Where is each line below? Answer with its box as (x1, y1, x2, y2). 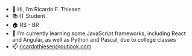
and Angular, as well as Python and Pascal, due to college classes (11, 36, 176, 43)
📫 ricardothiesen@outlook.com (11, 43, 92, 50)
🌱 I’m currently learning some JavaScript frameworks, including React (11, 30, 186, 37)
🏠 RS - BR (11, 21, 39, 28)
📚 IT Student (11, 13, 45, 19)
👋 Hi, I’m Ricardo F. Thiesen (11, 6, 81, 13)
